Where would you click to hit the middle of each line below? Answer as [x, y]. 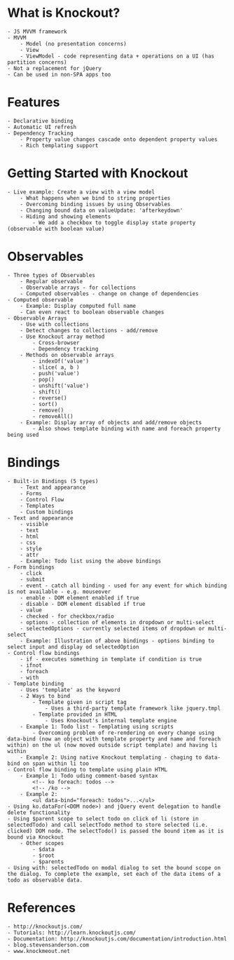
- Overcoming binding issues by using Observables [95, 204]
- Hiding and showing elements [66, 216]
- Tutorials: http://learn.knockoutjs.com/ [72, 933]
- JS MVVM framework [37, 32]
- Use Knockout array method [62, 337]
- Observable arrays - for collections [78, 288]
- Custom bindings [47, 512]
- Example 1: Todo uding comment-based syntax [89, 776]
